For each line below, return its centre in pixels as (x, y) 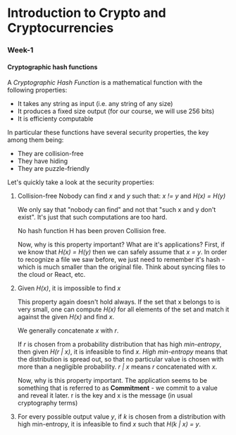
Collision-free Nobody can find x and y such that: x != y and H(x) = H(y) (122, 196)
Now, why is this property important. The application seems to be (112, 381)
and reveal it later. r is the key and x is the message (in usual (105, 395)
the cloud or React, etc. (51, 275)
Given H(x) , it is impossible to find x (69, 288)
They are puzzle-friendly (54, 169)
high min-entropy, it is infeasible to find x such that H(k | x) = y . (109, 424)
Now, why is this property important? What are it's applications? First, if (121, 244)
